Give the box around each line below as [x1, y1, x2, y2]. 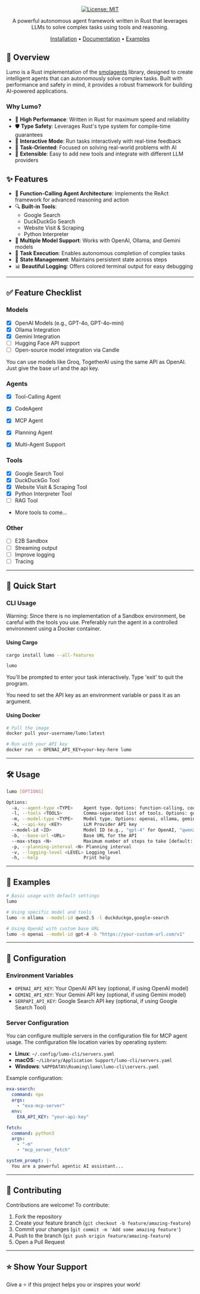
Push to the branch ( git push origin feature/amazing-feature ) [14, 1232, 171, 1239]
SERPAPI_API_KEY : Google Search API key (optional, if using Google [14, 998, 177, 1005]
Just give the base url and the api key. [6, 365, 99, 372]
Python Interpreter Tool [14, 490, 73, 497]
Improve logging [14, 550, 55, 558]
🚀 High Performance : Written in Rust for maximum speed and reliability [14, 116, 190, 123]
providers [14, 157, 39, 164]
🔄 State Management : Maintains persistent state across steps [14, 256, 167, 263]
